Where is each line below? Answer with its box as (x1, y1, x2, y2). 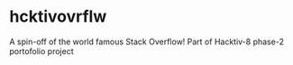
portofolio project (9, 45, 74, 56)
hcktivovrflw (9, 6, 107, 27)
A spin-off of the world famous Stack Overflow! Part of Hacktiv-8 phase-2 (9, 36, 284, 47)
